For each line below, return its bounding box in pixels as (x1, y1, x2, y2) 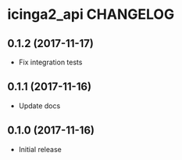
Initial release (18, 144, 62, 154)
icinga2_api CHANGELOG (7, 5, 175, 24)
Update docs (18, 100, 61, 111)
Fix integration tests (18, 57, 83, 67)
